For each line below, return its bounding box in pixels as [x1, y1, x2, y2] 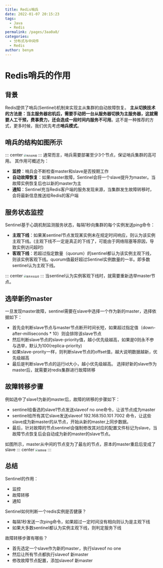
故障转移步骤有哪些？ [5, 535, 48, 541]
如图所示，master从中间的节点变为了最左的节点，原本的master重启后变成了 [5, 441, 156, 447]
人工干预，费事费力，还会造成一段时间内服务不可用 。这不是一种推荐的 [9, 117, 149, 123]
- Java [9, 20, 23, 26]
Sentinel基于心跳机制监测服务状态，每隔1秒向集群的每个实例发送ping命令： [5, 222, 155, 228]
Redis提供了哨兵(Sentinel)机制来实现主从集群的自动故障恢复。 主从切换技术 [5, 105, 156, 110]
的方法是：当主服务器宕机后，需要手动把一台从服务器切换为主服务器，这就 [5, 110, 154, 116]
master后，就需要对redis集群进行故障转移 [12, 367, 96, 373]
